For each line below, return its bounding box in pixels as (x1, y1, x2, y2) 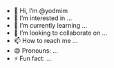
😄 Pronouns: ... (13, 46, 59, 55)
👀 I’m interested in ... (13, 14, 73, 22)
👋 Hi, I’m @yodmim (13, 7, 68, 15)
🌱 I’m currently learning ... (13, 22, 88, 29)
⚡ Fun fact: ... (13, 54, 52, 62)
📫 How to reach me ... (13, 37, 78, 44)
